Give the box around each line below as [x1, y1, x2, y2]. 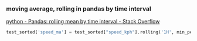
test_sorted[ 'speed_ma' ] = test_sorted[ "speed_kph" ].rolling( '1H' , [6, 29, 175, 35]
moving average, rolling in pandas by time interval [6, 5, 151, 13]
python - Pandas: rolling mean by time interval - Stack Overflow [6, 18, 160, 25]
